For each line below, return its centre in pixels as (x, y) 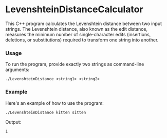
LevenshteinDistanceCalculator (74, 9)
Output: (13, 122)
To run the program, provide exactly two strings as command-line (75, 64)
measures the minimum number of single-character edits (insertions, (78, 34)
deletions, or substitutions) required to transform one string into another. (82, 40)
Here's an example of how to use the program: (54, 103)
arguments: (17, 70)
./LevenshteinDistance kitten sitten (46, 112)
